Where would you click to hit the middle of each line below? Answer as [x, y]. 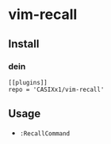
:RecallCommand [45, 133]
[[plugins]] [28, 82]
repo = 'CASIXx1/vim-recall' [56, 89]
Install [24, 44]
